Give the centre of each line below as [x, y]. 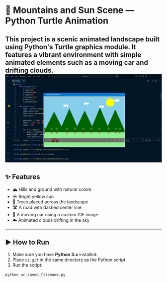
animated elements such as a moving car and [77, 63]
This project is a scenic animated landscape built [83, 39]
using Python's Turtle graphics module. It [71, 47]
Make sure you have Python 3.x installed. [55, 254]
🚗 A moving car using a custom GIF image [55, 214]
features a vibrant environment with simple [73, 55]
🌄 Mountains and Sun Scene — [70, 10]
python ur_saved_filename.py [35, 275]
